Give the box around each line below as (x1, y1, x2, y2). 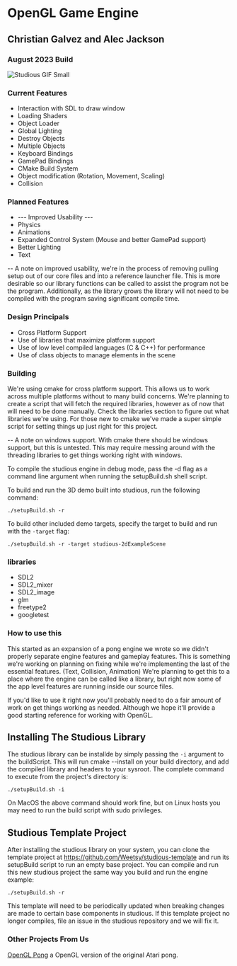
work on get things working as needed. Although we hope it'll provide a (7, 703, 216, 712)
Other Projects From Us (7, 934, 90, 944)
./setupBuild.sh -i (7, 786, 65, 793)
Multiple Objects (17, 142, 66, 150)
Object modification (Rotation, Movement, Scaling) (17, 172, 165, 180)
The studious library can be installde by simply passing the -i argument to (7, 750, 224, 759)
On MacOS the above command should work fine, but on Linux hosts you (7, 798, 221, 807)
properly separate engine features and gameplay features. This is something (7, 652, 231, 660)
